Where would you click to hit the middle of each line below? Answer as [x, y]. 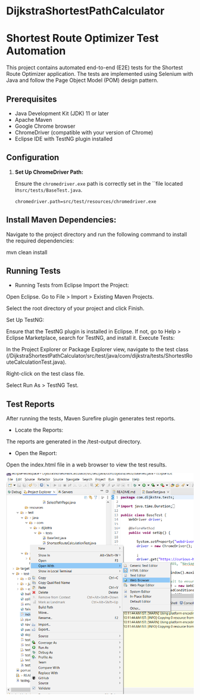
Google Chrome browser [45, 126]
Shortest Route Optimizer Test [82, 39]
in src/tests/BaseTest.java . [49, 190]
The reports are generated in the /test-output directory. [74, 442]
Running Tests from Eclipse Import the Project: [72, 285]
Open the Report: [36, 453]
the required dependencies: [40, 241]
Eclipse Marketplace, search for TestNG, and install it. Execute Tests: [90, 338]
